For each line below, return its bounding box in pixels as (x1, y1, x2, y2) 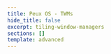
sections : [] (7, 29, 45, 37)
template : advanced (7, 36, 64, 43)
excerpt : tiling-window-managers (7, 23, 105, 30)
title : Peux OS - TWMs (7, 10, 73, 18)
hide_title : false (7, 17, 61, 24)
